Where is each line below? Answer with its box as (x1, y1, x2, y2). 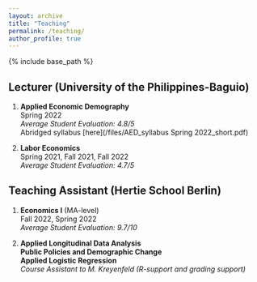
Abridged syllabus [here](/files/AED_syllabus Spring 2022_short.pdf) (19, 127, 249, 138)
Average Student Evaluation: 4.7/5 (19, 160, 135, 170)
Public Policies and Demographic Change (19, 246, 162, 256)
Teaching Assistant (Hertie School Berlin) (8, 184, 222, 198)
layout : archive (8, 11, 63, 20)
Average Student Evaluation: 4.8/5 (19, 119, 135, 129)
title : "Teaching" (8, 19, 70, 28)
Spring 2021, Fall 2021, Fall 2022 (19, 152, 129, 162)
